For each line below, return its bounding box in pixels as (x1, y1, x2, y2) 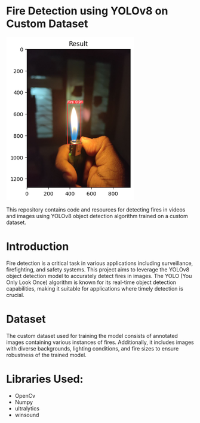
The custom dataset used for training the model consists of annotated (6, 332, 178, 339)
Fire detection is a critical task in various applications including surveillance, (6, 259, 193, 267)
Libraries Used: (6, 373, 84, 386)
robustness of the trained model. (6, 351, 87, 358)
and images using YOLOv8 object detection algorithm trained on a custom (6, 212, 188, 219)
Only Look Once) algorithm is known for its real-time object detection (6, 279, 177, 286)
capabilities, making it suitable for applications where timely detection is (6, 285, 183, 292)
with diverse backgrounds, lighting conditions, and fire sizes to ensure (6, 345, 179, 352)
